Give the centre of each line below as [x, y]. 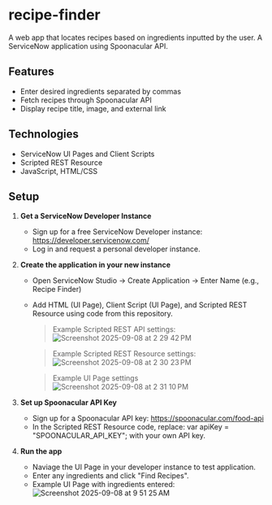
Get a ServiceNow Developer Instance [86, 216]
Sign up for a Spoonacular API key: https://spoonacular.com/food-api [148, 418]
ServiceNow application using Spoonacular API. [88, 46]
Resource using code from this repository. [102, 314]
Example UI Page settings [95, 378]
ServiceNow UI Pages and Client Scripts [87, 154]
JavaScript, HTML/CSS [59, 171]
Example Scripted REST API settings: [114, 329]
